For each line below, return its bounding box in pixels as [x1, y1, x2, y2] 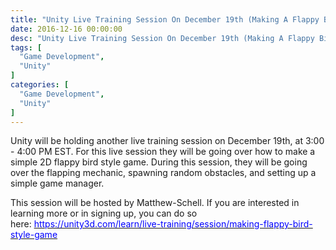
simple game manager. [10, 177, 105, 190]
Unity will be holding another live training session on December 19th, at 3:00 [10, 135, 325, 147]
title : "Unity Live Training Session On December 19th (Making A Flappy [10, 14, 320, 25]
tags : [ [10, 42, 43, 53]
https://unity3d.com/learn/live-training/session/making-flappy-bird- [33, 218, 313, 230]
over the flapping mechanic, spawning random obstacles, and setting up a [10, 167, 317, 179]
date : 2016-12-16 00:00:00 [10, 24, 123, 34]
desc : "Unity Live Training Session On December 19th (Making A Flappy [10, 33, 315, 43]
